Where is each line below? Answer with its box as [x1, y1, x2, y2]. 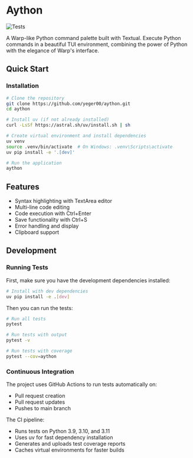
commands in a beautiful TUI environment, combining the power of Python [6, 41, 188, 48]
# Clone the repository [6, 95, 65, 101]
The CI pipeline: [6, 416, 45, 423]
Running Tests [6, 263, 48, 272]
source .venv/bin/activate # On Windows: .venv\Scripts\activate [6, 144, 173, 150]
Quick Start [6, 64, 49, 74]
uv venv [6, 138, 25, 144]
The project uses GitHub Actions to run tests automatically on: [6, 381, 158, 388]
